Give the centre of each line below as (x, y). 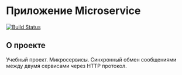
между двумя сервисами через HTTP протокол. (66, 66)
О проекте (26, 45)
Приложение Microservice (73, 11)
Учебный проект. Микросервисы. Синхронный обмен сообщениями (91, 59)
